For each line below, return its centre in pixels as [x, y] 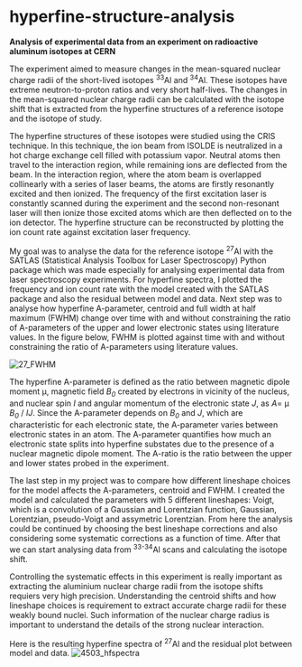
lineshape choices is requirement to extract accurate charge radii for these [148, 605]
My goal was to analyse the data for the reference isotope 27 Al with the [141, 250]
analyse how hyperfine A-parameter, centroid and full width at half [133, 308]
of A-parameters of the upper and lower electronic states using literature [144, 328]
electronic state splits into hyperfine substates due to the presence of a [142, 444]
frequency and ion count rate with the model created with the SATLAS [139, 289]
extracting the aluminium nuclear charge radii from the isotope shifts [137, 586]
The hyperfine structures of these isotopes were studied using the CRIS [142, 136]
